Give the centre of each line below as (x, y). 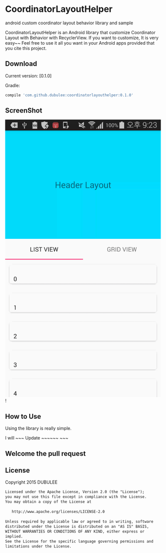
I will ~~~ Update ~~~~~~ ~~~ (37, 438)
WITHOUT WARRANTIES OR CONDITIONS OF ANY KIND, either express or (75, 532)
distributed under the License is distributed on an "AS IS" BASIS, (77, 527)
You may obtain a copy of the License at (48, 502)
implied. (14, 537)
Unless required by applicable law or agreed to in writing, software (79, 522)
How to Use (23, 416)
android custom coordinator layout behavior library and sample (69, 23)
